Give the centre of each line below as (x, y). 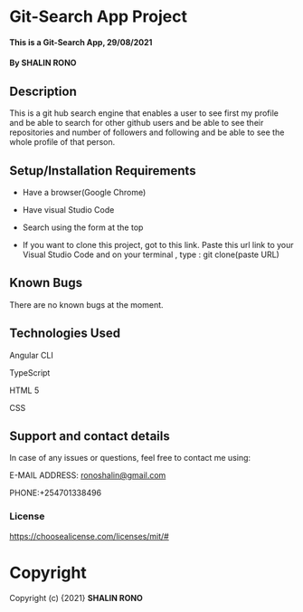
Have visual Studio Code (68, 210)
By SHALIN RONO (43, 63)
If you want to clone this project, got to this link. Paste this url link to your (158, 245)
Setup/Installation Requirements (103, 171)
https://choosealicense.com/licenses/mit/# (89, 536)
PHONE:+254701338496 (56, 493)
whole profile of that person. (62, 142)
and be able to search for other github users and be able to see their (137, 123)
